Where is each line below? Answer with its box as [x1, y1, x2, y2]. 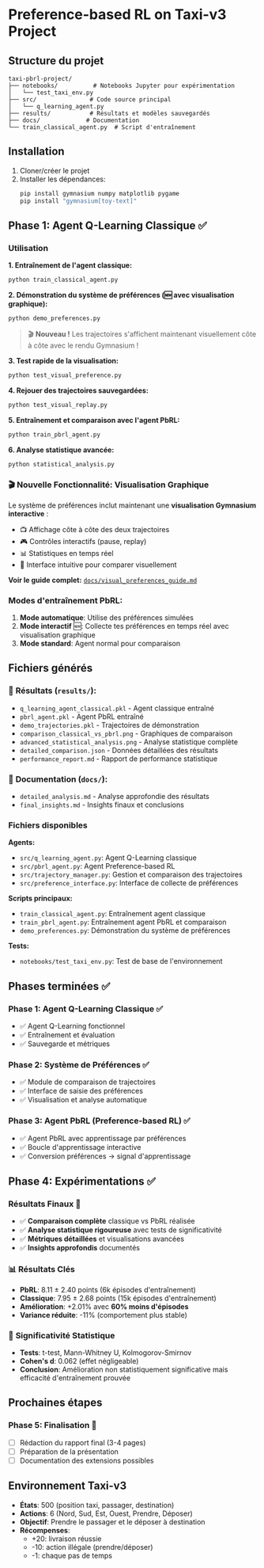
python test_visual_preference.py [8, 371, 123, 379]
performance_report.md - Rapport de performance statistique [19, 754, 218, 763]
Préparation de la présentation [19, 1447, 119, 1456]
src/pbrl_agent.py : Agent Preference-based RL [19, 862, 175, 871]
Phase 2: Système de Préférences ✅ [8, 1059, 150, 1070]
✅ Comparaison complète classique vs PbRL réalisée [19, 1216, 195, 1226]
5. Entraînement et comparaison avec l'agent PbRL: [8, 415, 180, 424]
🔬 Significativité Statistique [8, 1330, 115, 1341]
